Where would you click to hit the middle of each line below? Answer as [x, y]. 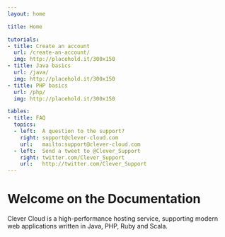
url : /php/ [30, 92]
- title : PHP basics [38, 86]
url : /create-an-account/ [52, 53]
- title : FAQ [27, 118]
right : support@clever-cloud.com [69, 138]
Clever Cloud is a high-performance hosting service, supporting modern [113, 219]
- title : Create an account [49, 46]
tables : [19, 111]
